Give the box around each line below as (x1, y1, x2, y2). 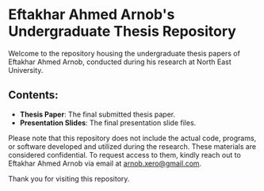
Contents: (8, 89, 59, 102)
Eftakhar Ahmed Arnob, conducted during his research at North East (8, 57, 231, 67)
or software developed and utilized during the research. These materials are (8, 141, 257, 151)
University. (8, 65, 44, 74)
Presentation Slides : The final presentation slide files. (19, 117, 197, 128)
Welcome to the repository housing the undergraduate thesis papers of (8, 48, 240, 58)
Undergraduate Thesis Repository (8, 22, 236, 40)
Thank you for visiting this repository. (8, 174, 130, 183)
